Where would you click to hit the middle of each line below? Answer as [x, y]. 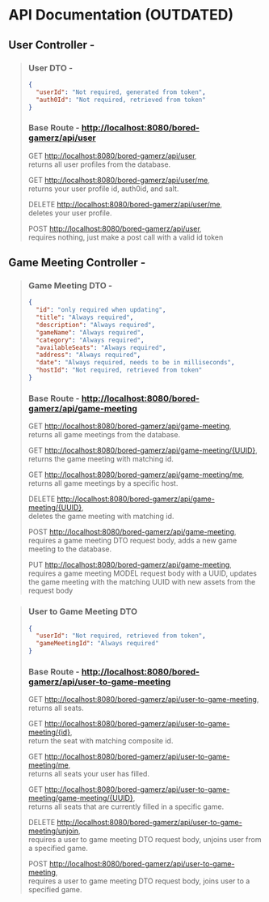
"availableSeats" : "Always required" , [101, 347]
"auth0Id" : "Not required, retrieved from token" [121, 100]
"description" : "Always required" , [96, 325]
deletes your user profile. [70, 213]
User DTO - [50, 68]
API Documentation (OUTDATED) [121, 15]
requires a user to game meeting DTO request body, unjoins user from [145, 840]
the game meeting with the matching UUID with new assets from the [142, 582]
